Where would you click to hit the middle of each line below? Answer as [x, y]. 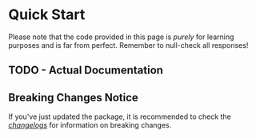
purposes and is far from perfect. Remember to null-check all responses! [128, 45]
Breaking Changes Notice [73, 97]
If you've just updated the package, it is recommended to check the [120, 116]
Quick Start [47, 15]
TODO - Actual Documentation [86, 71]
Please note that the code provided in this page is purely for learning [121, 37]
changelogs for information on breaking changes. [90, 125]
